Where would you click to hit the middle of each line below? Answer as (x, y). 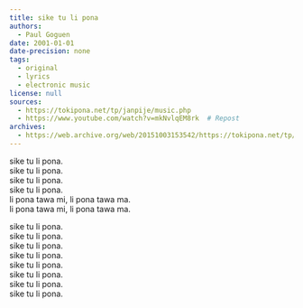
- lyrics (34, 77)
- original (38, 69)
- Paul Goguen (44, 34)
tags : (19, 60)
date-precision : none (50, 51)
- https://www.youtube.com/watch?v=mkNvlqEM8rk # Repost (129, 118)
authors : (26, 26)
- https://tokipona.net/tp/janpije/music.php (105, 110)
